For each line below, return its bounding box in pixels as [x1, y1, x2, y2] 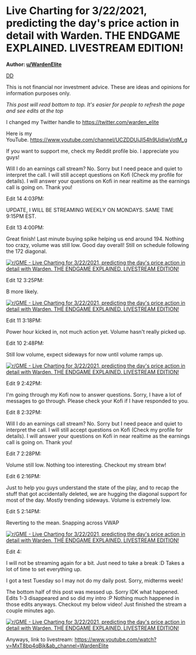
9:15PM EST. [6, 212, 37, 220]
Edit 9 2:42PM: [6, 379, 42, 387]
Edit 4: [6, 548, 22, 555]
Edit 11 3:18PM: [6, 317, 42, 324]
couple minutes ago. [6, 607, 56, 614]
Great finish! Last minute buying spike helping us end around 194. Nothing [6, 235, 184, 242]
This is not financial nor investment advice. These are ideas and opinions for [6, 83, 190, 90]
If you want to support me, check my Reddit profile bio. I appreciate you [6, 148, 179, 155]
